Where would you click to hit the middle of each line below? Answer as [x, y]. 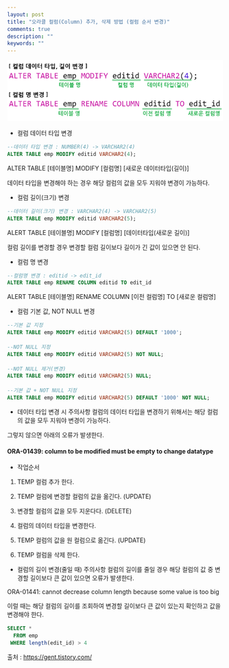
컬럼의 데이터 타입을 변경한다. [57, 526]
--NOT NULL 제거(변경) [37, 369]
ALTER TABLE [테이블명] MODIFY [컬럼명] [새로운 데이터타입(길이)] [98, 168]
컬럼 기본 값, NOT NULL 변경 [56, 311]
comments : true [29, 29]
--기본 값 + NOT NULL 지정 [42, 391]
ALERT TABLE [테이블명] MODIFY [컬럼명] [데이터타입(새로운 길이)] [98, 232]
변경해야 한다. [26, 614]
